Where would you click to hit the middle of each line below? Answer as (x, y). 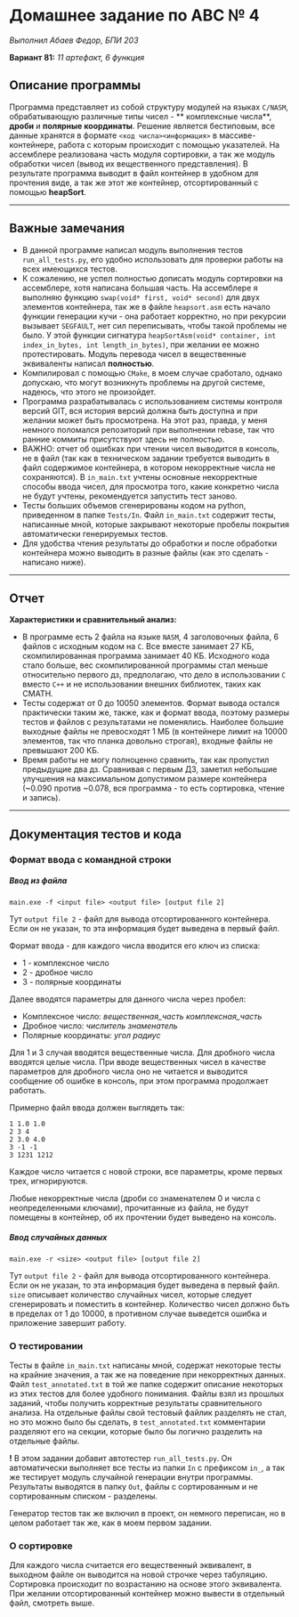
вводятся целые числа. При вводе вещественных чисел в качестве (138, 1061)
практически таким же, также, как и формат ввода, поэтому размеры (156, 712)
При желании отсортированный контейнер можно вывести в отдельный (147, 1594)
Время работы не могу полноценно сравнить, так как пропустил (145, 760)
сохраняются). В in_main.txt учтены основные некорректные (140, 476)
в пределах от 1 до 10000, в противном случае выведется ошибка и (138, 1313)
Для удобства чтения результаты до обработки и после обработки (149, 543)
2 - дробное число (57, 972)
